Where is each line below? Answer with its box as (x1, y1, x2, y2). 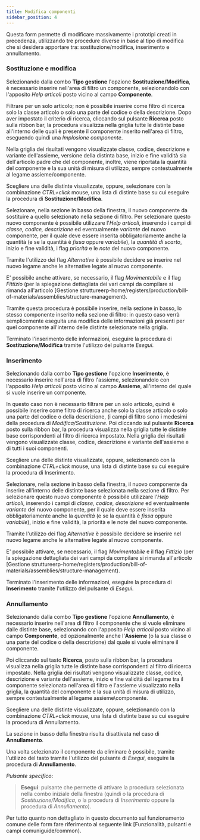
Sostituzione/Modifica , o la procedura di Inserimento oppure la (20, 796, 174, 804)
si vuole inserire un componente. (6, 389, 87, 396)
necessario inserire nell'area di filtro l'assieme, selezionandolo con (6, 376, 170, 383)
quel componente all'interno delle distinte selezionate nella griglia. (6, 323, 168, 331)
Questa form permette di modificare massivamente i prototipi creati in (6, 30, 177, 38)
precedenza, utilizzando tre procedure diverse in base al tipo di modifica (6, 37, 185, 44)
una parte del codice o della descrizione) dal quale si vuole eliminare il (6, 638, 179, 646)
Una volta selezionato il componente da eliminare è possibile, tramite (6, 748, 175, 755)
